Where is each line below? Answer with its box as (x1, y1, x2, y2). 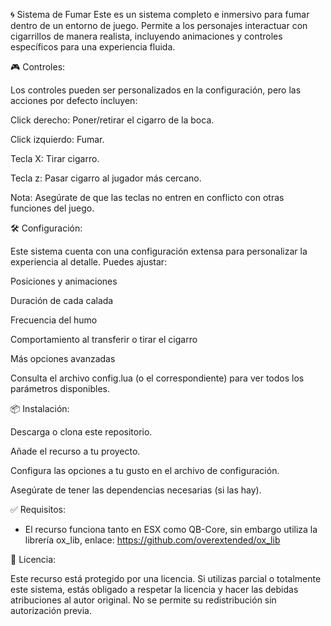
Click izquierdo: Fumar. (10, 134, 105, 145)
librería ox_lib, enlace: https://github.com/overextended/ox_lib (24, 534, 281, 546)
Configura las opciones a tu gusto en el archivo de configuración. (10, 465, 280, 476)
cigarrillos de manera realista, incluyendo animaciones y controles (10, 30, 283, 42)
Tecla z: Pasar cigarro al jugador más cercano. (10, 172, 202, 184)
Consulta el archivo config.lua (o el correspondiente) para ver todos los (10, 372, 305, 384)
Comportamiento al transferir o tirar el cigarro (10, 334, 198, 345)
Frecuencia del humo (10, 314, 98, 326)
